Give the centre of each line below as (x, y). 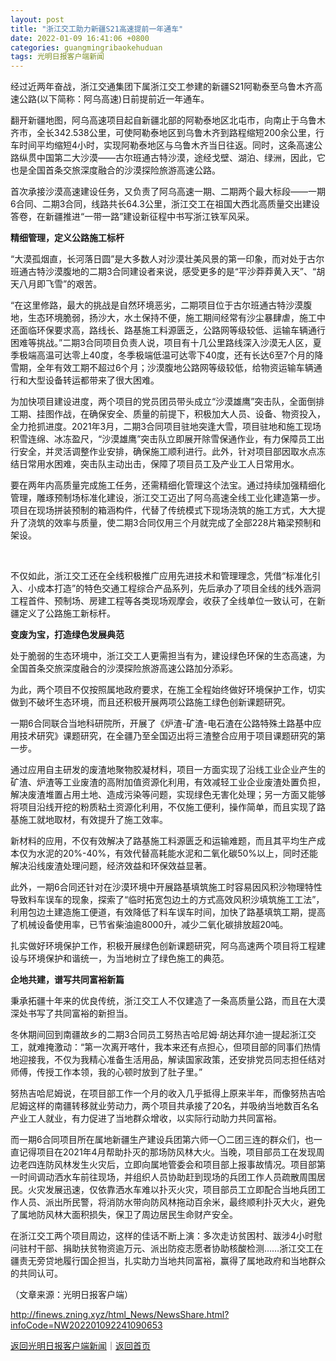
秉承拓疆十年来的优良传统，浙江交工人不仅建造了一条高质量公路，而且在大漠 (168, 1001)
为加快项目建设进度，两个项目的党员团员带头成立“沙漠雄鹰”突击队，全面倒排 (167, 402)
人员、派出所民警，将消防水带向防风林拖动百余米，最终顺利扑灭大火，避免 (172, 1202)
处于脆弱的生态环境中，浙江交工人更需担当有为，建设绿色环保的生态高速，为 (168, 656)
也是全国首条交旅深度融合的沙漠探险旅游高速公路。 (115, 170)
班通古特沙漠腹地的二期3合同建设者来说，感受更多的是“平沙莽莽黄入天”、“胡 (168, 272)
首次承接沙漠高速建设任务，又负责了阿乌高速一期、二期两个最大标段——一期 (168, 192)
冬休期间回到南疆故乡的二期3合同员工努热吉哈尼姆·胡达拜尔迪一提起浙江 (159, 1035)
